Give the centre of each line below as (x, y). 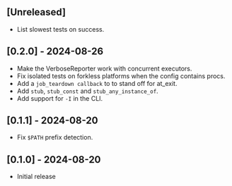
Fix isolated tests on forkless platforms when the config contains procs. (121, 76)
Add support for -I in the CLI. (60, 98)
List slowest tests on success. (60, 29)
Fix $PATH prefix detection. (55, 137)
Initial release (36, 177)
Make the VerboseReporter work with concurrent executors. (104, 68)
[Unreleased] (36, 12)
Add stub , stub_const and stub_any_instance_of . (87, 91)
